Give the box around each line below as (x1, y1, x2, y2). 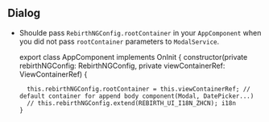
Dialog (7, 6, 41, 20)
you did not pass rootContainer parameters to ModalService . (19, 36, 220, 46)
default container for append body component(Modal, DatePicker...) (19, 92, 255, 100)
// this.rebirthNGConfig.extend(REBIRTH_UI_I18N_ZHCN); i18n (27, 99, 237, 107)
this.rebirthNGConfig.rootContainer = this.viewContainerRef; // (27, 85, 250, 93)
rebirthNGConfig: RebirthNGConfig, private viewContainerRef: (19, 61, 226, 70)
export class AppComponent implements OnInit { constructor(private (19, 52, 248, 61)
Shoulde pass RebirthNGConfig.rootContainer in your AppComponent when (19, 27, 262, 37)
